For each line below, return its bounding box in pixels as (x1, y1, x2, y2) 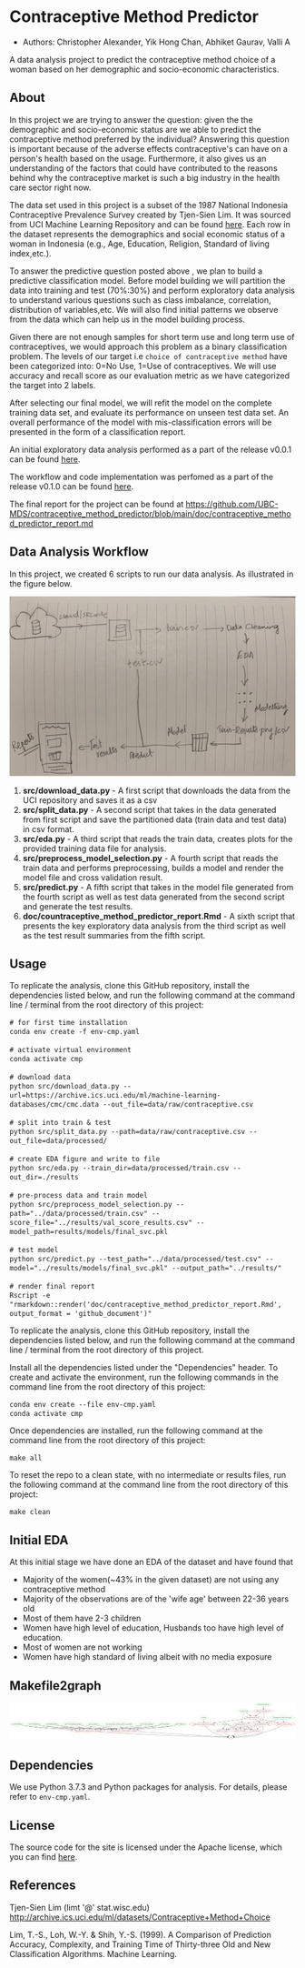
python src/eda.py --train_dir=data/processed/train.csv (9, 1164, 230, 1173)
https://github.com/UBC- (185, 498, 279, 509)
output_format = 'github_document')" (9, 1310, 152, 1319)
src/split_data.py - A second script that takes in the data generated (22, 804, 277, 815)
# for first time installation (9, 1019, 128, 1028)
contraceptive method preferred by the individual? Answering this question (9, 134, 290, 145)
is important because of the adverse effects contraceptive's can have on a (9, 143, 289, 154)
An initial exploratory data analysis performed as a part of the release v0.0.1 (9, 444, 292, 455)
